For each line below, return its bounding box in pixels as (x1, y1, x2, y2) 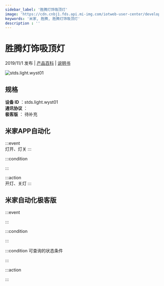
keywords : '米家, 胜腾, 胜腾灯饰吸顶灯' (5, 16, 81, 21)
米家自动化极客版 (5, 196, 57, 205)
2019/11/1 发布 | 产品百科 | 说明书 (5, 60, 71, 66)
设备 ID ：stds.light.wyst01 (5, 99, 59, 105)
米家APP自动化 (5, 127, 50, 135)
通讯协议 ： (5, 105, 28, 111)
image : (5, 12, 19, 17)
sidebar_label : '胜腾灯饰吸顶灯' (5, 7, 68, 12)
